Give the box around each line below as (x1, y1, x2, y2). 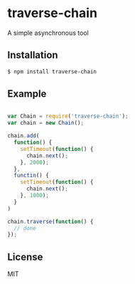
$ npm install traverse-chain (7, 68, 97, 75)
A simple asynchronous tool (7, 28, 89, 37)
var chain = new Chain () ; (7, 120, 84, 127)
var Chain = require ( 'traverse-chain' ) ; (7, 112, 129, 120)
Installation (7, 49, 58, 61)
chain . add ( (7, 132, 40, 140)
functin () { (13, 172, 50, 179)
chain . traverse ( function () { (7, 218, 94, 225)
